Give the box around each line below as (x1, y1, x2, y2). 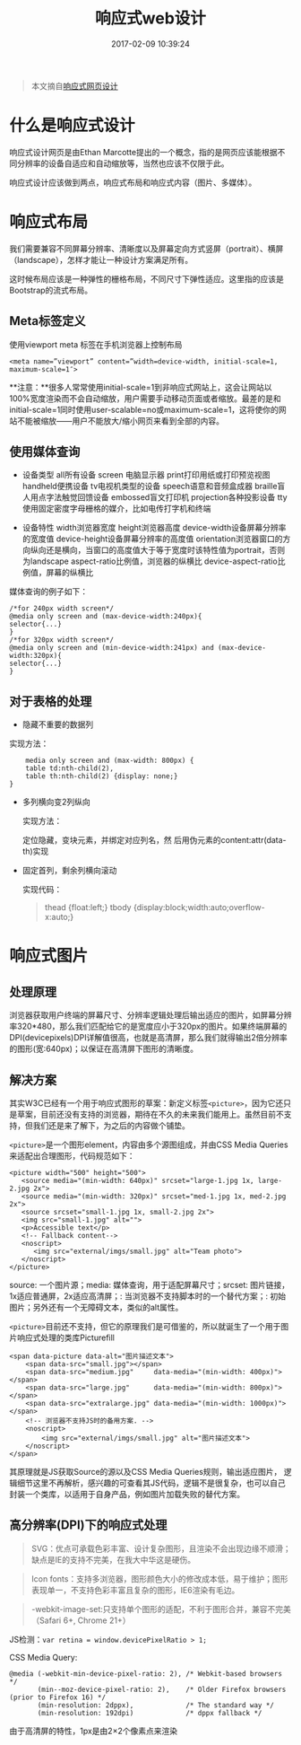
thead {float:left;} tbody (44, 902, 132, 913)
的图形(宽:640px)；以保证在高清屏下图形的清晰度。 (9, 1043, 199, 1055)
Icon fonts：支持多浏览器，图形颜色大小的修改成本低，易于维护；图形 (30, 1573, 288, 1584)
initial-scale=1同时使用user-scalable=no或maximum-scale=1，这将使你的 (9, 404, 279, 415)
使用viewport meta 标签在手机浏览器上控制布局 (9, 338, 183, 350)
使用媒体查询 (9, 444, 81, 460)
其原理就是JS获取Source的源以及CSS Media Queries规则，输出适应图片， (9, 1467, 282, 1478)
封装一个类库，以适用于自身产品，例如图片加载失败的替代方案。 (9, 1489, 245, 1500)
